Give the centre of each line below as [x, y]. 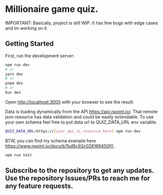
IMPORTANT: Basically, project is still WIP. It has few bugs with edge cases [82, 23]
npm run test [19, 155]
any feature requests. [39, 186]
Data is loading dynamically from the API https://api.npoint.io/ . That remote [81, 111]
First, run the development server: [40, 56]
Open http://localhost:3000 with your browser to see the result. [70, 102]
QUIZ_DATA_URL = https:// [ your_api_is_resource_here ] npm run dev [73, 131]
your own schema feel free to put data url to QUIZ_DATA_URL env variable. [81, 122]
